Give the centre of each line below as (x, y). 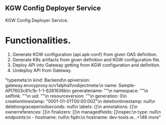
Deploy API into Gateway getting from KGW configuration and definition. (86, 65)
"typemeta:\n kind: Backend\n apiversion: (48, 80)
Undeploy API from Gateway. (42, 70)
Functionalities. (38, 40)
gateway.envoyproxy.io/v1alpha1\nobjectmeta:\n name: (61, 85)
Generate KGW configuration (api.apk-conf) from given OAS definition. (85, 54)
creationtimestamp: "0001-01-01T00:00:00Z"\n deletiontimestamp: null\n (80, 101)
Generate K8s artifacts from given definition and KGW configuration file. (86, 59)
